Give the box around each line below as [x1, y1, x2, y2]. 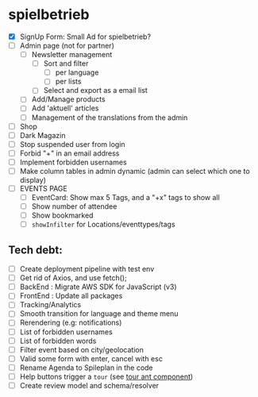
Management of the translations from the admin [31, 113, 188, 122]
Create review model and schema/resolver [19, 380, 160, 390]
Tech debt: [8, 243, 63, 256]
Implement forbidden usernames [19, 157, 127, 167]
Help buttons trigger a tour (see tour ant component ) [19, 372, 194, 381]
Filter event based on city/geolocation [19, 345, 144, 354]
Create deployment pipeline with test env [19, 264, 155, 274]
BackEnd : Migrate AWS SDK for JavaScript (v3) [19, 282, 177, 291]
